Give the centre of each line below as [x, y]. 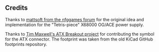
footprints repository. [26, 44]
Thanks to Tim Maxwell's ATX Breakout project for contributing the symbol [80, 34]
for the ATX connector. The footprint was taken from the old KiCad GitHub [79, 39]
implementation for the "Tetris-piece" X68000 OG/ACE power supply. [75, 25]
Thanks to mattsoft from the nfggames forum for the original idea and [75, 19]
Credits [17, 8]
